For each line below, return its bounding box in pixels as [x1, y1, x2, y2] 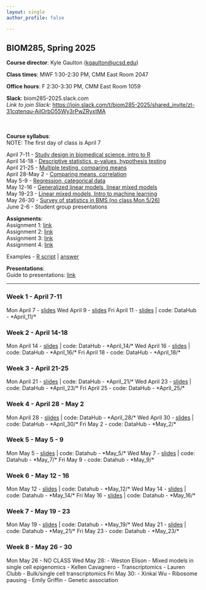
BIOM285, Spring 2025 [6, 42, 96, 53]
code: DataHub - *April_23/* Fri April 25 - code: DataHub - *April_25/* [6, 385, 185, 392]
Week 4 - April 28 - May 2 [6, 400, 85, 408]
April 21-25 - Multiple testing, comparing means [6, 164, 127, 172]
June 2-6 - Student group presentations [6, 203, 107, 210]
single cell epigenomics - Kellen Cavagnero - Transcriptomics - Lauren [6, 563, 185, 570]
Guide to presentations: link [6, 271, 76, 279]
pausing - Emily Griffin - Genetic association [6, 576, 118, 583]
